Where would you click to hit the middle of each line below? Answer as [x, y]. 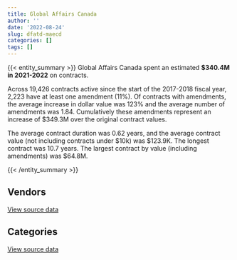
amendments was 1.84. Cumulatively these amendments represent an [109, 112]
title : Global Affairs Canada [52, 14]
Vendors [27, 192]
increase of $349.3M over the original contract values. [87, 119]
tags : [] [20, 47]
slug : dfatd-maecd [35, 34]
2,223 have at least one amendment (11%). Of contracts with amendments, [117, 96]
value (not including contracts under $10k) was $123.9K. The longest [109, 141]
